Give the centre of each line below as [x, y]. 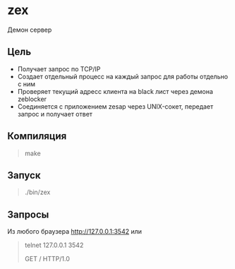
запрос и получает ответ [55, 114]
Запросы [28, 214]
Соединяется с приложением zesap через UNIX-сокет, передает [115, 106]
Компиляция [37, 136]
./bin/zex [37, 192]
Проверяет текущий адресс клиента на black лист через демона [115, 91]
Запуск [24, 175]
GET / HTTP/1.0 [47, 259]
